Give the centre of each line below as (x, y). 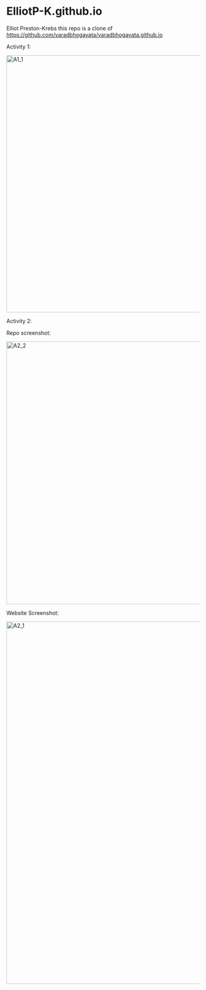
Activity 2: (19, 321)
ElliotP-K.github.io (54, 11)
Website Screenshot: (33, 613)
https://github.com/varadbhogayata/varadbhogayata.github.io (85, 34)
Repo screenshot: (29, 333)
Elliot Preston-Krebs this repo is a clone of (60, 28)
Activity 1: (19, 47)
